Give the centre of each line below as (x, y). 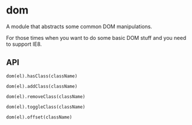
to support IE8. (24, 44)
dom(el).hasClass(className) (42, 76)
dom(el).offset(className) (39, 117)
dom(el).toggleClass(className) (46, 107)
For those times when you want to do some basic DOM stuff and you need (96, 38)
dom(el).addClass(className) (42, 86)
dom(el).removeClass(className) (46, 97)
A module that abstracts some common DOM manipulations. (79, 26)
